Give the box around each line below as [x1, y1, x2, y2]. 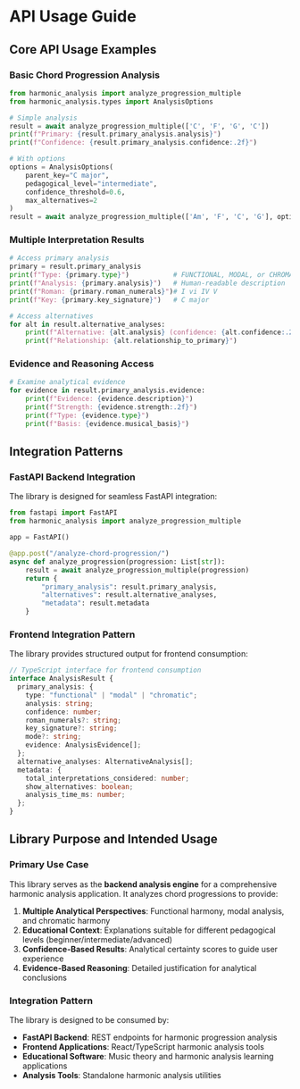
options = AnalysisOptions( [9, 163, 114, 172]
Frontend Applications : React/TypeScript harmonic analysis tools [21, 1042, 265, 1052]
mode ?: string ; [25, 733, 82, 741]
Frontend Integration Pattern [9, 628, 136, 641]
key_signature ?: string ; [25, 724, 118, 733]
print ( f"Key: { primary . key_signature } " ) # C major [9, 295, 210, 305]
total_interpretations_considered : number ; [25, 774, 190, 783]
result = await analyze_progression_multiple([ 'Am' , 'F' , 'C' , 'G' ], [9, 213, 274, 222]
